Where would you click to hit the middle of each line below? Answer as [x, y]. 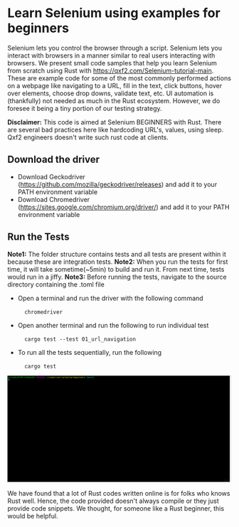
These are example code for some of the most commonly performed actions [119, 78]
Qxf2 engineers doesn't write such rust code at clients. [88, 137]
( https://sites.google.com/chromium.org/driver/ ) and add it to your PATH [123, 207]
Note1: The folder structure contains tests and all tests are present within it [117, 254]
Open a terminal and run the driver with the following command [111, 298]
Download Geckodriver [51, 176]
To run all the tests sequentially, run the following [90, 352]
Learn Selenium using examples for [114, 13]
